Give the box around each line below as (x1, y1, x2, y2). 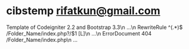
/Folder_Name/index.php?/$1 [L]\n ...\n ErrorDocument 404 (6, 30, 152, 37)
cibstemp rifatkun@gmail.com (6, 4, 160, 18)
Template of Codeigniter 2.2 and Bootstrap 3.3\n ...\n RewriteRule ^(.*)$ (6, 24, 183, 31)
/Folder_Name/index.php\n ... (6, 36, 78, 43)
